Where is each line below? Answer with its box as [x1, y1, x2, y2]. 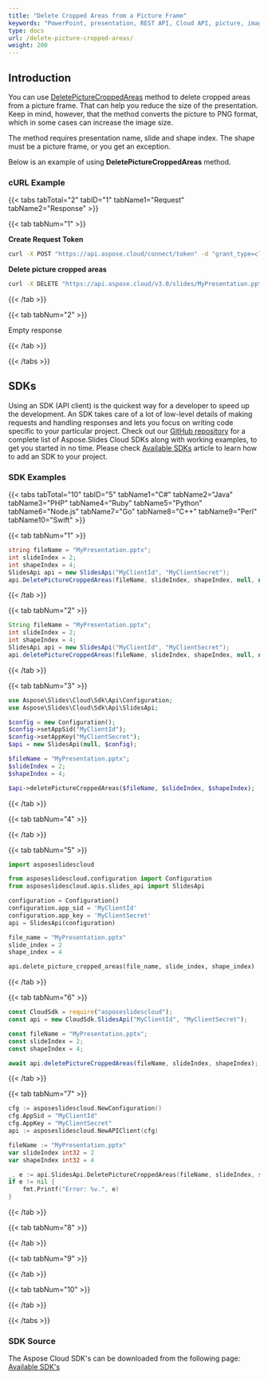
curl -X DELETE [8, 280, 59, 288]
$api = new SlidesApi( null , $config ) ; [8, 741, 137, 749]
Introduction [8, 71, 72, 85]
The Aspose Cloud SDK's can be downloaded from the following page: [8, 1353, 241, 1363]
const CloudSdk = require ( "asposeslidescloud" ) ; [8, 1008, 173, 1016]
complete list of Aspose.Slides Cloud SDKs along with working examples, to [8, 435, 258, 444]
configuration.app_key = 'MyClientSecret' [8, 912, 152, 920]
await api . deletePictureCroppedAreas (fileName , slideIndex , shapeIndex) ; [8, 1059, 259, 1067]
